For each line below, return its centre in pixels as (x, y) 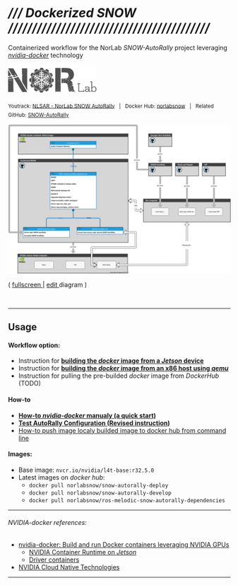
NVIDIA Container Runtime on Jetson (83, 552)
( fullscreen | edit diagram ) (48, 284)
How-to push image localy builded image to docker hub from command (122, 430)
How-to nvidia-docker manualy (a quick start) (87, 415)
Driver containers (54, 560)
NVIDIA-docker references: (47, 523)
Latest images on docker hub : (61, 477)
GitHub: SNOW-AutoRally (38, 115)
